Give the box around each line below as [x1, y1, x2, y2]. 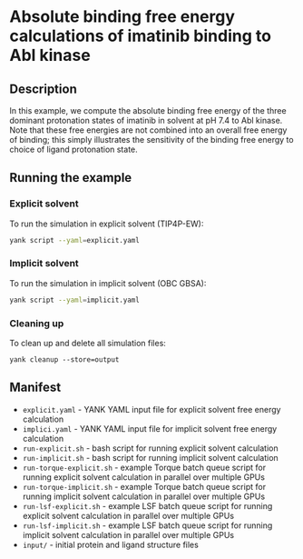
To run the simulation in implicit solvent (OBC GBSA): [9, 277, 207, 288]
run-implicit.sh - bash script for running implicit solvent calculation [22, 452, 279, 463]
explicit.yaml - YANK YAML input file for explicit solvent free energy [22, 404, 281, 414]
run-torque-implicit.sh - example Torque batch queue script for [22, 481, 266, 492]
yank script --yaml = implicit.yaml [9, 295, 141, 304]
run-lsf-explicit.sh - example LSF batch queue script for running [22, 500, 273, 511]
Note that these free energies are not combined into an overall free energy [9, 125, 288, 135]
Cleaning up [9, 316, 64, 329]
